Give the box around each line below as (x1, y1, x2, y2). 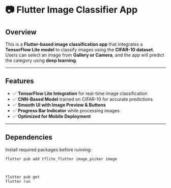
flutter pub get (5, 174, 40, 179)
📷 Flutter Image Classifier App (5, 4, 138, 16)
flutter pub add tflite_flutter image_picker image (5, 156, 117, 162)
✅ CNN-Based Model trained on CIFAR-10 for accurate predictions (12, 96, 153, 102)
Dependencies (5, 133, 52, 142)
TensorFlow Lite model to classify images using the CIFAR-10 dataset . (5, 47, 154, 52)
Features (5, 77, 34, 85)
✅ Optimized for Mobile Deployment (12, 113, 91, 119)
